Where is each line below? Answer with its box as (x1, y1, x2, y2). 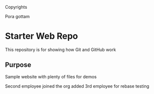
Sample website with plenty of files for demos (5, 74, 97, 79)
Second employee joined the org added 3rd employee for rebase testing (5, 83, 150, 89)
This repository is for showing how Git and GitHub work (5, 46, 116, 53)
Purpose (5, 61, 32, 69)
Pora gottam (5, 14, 30, 19)
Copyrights (5, 4, 28, 10)
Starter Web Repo (5, 31, 78, 42)
